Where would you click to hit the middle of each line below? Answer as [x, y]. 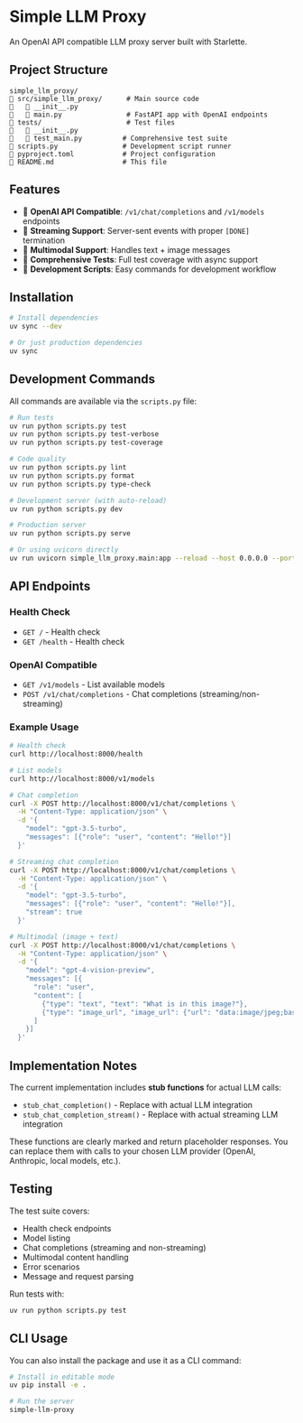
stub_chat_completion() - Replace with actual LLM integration [138, 1105]
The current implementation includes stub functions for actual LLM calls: [146, 1088]
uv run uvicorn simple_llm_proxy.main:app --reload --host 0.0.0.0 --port [153, 558]
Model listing [46, 1238]
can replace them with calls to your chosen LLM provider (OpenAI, [133, 1151]
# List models [36, 770]
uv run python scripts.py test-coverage [87, 443]
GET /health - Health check [73, 641]
